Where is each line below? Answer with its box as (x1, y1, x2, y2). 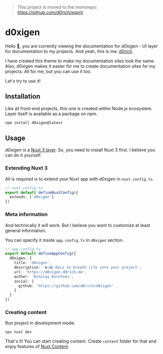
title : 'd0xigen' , (14, 261, 52, 265)
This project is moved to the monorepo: (17, 4, 98, 10)
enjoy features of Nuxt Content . (5, 344, 70, 350)
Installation (5, 92, 41, 101)
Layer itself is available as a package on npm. (5, 111, 98, 117)
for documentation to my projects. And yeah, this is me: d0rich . (5, 48, 134, 54)
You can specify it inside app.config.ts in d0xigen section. (5, 237, 124, 243)
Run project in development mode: (5, 320, 76, 326)
